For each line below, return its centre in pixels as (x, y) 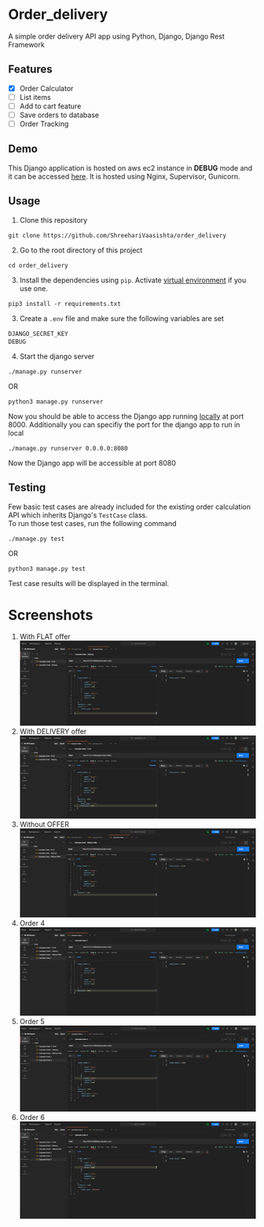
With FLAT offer (45, 637)
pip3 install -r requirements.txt (65, 304)
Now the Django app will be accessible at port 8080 (92, 462)
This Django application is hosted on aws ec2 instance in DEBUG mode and (130, 168)
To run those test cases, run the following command (92, 523)
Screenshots (51, 615)
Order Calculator (46, 88)
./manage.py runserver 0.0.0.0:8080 (68, 448)
